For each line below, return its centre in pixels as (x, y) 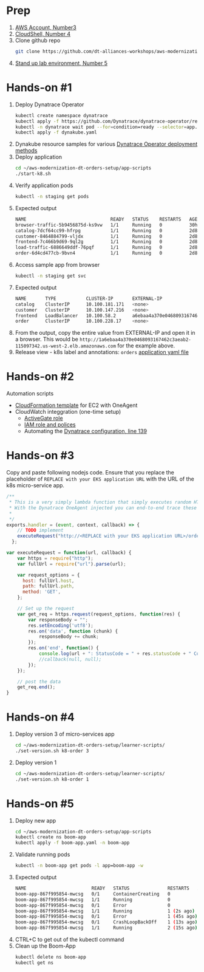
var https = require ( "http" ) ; (56, 558)
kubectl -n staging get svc (50, 276)
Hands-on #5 (40, 803)
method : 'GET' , (42, 592)
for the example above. (146, 346)
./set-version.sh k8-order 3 (52, 751)
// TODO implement (40, 530)
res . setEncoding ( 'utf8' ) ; (61, 625)
